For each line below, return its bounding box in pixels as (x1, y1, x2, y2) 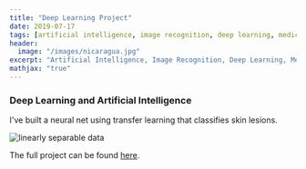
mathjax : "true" (9, 65, 71, 74)
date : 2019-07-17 (9, 22, 76, 31)
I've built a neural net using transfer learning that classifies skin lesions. (9, 114, 278, 125)
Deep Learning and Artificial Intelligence (9, 94, 192, 106)
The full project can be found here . (9, 150, 140, 161)
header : (9, 38, 39, 48)
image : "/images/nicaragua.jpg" (17, 47, 141, 56)
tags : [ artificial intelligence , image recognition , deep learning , (9, 30, 275, 39)
